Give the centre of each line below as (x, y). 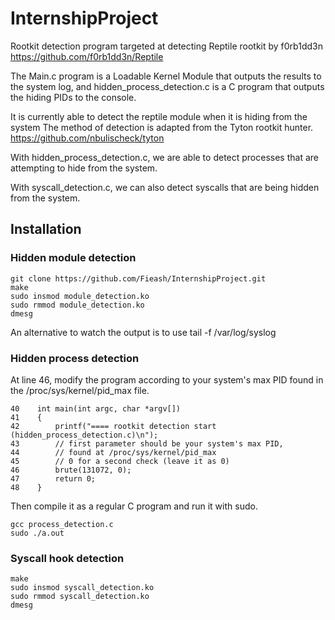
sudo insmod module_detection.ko (80, 296)
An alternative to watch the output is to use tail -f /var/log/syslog (143, 332)
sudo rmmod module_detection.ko (77, 305)
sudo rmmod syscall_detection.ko (80, 597)
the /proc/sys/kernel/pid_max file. (80, 390)
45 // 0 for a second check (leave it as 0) (120, 461)
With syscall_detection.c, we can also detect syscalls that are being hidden (165, 187)
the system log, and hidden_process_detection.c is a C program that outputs (167, 86)
